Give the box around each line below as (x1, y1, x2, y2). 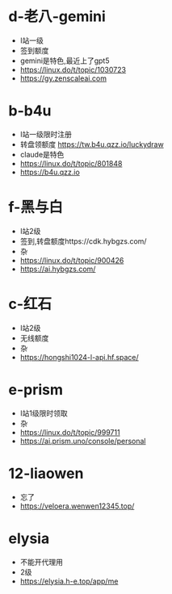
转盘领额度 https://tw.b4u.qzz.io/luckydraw (19, 139, 164, 149)
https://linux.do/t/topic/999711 (19, 427, 120, 437)
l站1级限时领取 (19, 408, 68, 418)
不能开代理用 (19, 557, 63, 567)
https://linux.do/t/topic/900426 (19, 255, 124, 265)
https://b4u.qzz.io (19, 167, 81, 177)
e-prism (8, 380, 63, 399)
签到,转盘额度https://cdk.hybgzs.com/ (19, 236, 147, 246)
